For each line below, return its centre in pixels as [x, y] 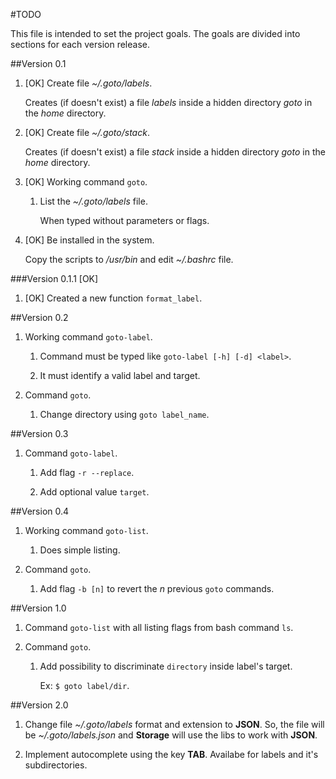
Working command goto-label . [88, 337]
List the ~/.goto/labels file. [93, 201]
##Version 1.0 [38, 608]
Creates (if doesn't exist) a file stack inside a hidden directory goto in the [175, 152]
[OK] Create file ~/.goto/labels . [88, 83]
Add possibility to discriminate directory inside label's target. [166, 666]
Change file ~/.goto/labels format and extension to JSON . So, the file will [174, 724]
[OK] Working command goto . [86, 182]
